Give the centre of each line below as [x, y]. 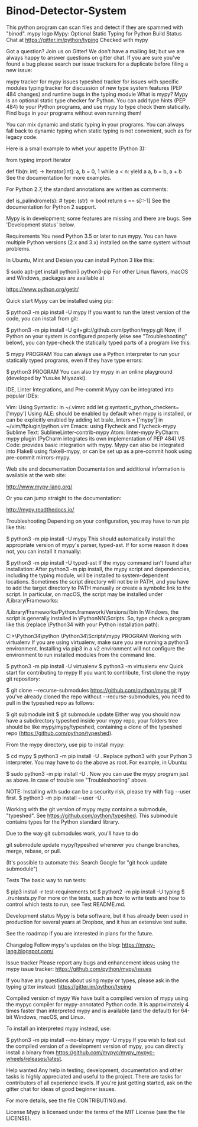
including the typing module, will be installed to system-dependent [87, 575]
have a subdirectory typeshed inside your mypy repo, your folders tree [92, 720]
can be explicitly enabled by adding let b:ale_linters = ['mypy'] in [85, 420]
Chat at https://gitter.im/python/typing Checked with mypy [77, 40]
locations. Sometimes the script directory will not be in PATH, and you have [98, 581]
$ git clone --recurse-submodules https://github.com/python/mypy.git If [94, 690]
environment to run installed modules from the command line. [81, 655]
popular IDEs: [22, 396]
